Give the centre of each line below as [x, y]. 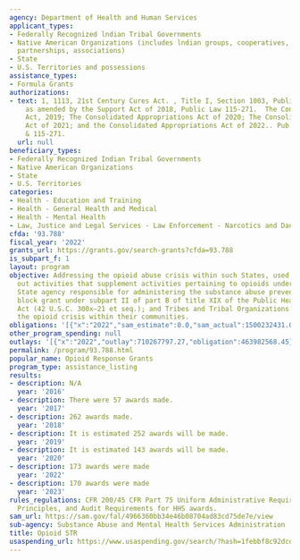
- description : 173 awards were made [79, 467]
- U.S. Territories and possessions [77, 68]
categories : [31, 192]
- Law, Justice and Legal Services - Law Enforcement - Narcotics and [143, 225]
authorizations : [39, 92]
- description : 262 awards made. [71, 417]
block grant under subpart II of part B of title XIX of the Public [147, 301]
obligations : [33, 326]
